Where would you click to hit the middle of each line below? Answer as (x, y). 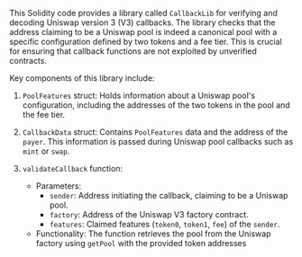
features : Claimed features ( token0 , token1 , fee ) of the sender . (165, 224)
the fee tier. (44, 115)
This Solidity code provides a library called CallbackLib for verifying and (143, 13)
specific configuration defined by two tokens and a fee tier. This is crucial (146, 41)
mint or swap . (46, 151)
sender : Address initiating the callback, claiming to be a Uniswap (169, 195)
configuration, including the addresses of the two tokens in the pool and (156, 105)
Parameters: (59, 186)
